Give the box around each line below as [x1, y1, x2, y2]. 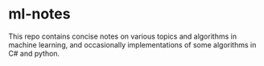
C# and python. [8, 48, 60, 58]
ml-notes [8, 5, 71, 23]
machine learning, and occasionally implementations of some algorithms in [8, 39, 257, 49]
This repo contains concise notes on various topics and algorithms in [8, 31, 237, 41]
